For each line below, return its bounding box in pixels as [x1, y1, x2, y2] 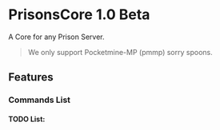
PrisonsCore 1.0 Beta [8, 6, 150, 24]
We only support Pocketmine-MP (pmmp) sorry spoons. [27, 47, 214, 57]
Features [8, 70, 54, 85]
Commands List [8, 94, 70, 105]
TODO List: [8, 114, 46, 124]
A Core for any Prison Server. [8, 32, 106, 41]
